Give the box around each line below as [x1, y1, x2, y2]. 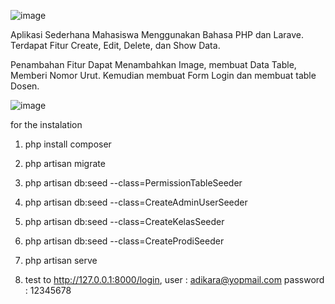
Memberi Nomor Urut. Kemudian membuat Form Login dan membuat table [10, 70, 317, 81]
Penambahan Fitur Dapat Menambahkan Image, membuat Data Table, [10, 59, 297, 70]
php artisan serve [24, 255, 98, 266]
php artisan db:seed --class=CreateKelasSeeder [24, 216, 225, 227]
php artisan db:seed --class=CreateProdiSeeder [24, 235, 225, 247]
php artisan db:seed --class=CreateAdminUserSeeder [24, 196, 248, 208]
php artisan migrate [24, 158, 106, 169]
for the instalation [10, 119, 83, 130]
